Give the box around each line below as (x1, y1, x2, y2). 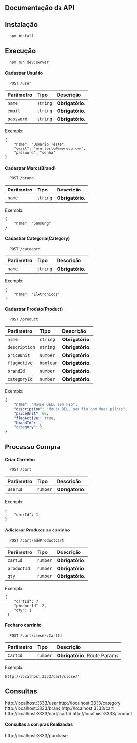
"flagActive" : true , (14, 416, 56, 421)
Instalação (5, 21, 38, 29)
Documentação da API (5, 4, 75, 12)
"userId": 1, (14, 512, 40, 517)
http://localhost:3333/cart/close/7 (5, 674, 79, 679)
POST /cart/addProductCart (9, 538, 64, 543)
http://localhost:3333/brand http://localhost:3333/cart (5, 705, 114, 711)
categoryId (7, 376, 33, 382)
